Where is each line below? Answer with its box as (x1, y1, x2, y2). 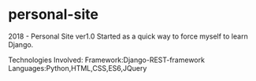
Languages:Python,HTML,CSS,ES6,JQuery (8, 63, 147, 72)
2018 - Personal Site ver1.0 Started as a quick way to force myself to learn (8, 31, 248, 41)
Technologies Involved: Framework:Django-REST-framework (8, 55, 205, 64)
